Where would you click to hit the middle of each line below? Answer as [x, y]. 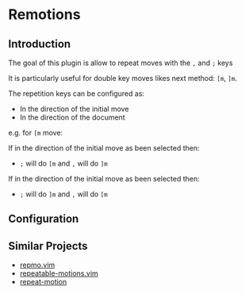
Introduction [40, 44]
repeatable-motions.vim [59, 273]
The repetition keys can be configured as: [77, 94]
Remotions [44, 15]
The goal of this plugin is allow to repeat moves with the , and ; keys [121, 63]
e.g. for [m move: [36, 133]
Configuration [44, 219]
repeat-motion [43, 282]
